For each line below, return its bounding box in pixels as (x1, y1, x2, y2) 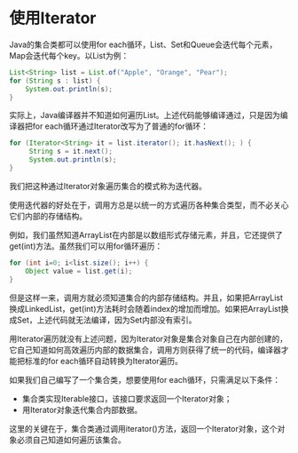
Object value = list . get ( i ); (25, 266, 133, 275)
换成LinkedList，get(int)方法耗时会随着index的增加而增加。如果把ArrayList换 (9, 303, 289, 314)
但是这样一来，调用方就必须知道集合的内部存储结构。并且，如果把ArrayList (9, 292, 284, 303)
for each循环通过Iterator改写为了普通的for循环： (32, 121, 209, 131)
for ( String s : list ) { (9, 76, 101, 85)
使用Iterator (9, 8, 97, 28)
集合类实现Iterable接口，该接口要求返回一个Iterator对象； (21, 393, 232, 404)
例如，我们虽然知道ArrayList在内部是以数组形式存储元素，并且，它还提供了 (9, 229, 284, 240)
